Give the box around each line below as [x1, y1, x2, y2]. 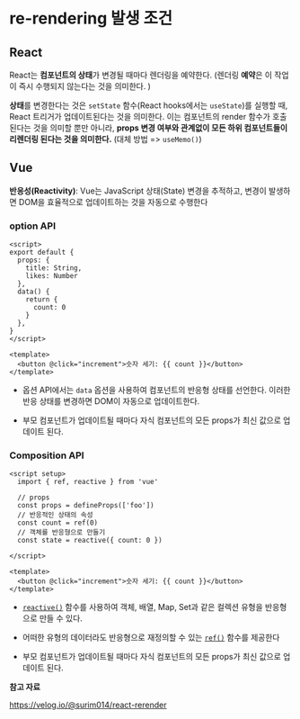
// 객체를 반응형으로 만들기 [17, 528, 106, 537]
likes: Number [25, 272, 78, 281]
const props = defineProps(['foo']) [17, 501, 154, 510]
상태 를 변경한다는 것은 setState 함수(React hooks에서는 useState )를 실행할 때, [9, 100, 288, 111]
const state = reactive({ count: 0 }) [17, 536, 163, 545]
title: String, [25, 264, 83, 273]
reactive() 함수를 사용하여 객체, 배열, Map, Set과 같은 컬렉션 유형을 [22, 602, 263, 613]
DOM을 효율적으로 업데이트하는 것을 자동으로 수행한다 [18, 196, 208, 207]
